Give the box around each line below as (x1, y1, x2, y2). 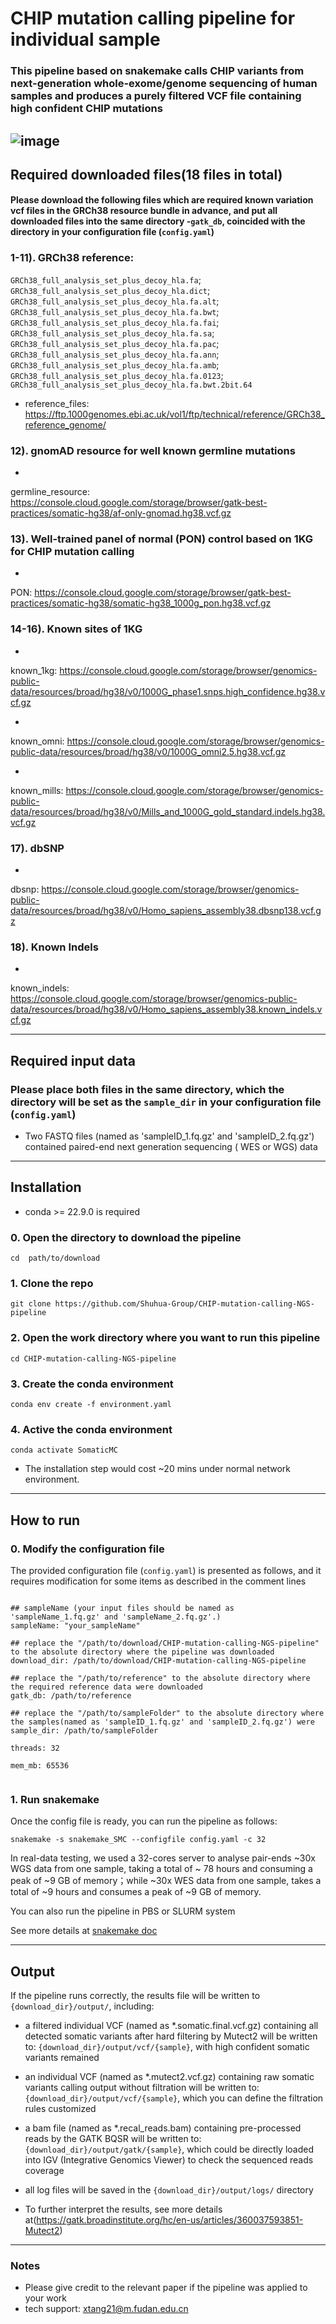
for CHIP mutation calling (10, 545, 135, 558)
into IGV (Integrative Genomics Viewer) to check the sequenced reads (24, 2154, 314, 2166)
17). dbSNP (10, 841, 65, 855)
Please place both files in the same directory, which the (10, 1082, 285, 1096)
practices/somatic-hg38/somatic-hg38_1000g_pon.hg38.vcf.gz (10, 597, 272, 609)
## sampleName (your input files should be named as (10, 1603, 235, 1613)
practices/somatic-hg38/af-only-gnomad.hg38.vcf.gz (10, 507, 232, 519)
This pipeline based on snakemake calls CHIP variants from (10, 64, 305, 78)
